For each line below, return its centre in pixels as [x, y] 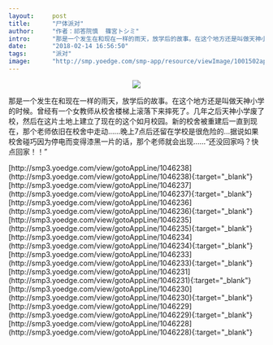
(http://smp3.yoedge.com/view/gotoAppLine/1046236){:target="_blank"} [131, 211]
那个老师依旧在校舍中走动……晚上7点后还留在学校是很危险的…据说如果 [141, 131]
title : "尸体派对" [46, 24]
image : [19, 62]
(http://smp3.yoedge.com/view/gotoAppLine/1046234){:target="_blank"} [131, 246]
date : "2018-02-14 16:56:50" [69, 46]
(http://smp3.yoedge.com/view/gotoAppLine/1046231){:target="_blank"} [130, 280]
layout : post [38, 16]
